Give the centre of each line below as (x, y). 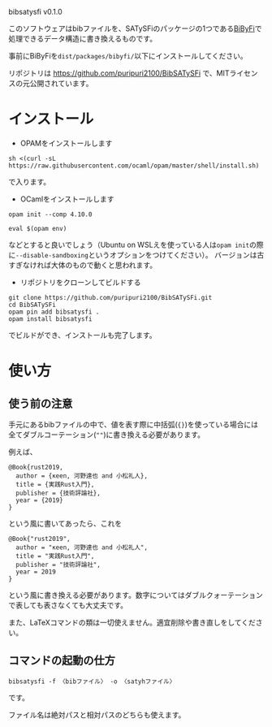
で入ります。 (30, 181)
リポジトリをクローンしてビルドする (80, 282)
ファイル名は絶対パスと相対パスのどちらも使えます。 (97, 715)
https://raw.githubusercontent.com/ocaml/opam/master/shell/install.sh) (134, 166)
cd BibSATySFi (32, 305)
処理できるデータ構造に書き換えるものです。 (82, 39)
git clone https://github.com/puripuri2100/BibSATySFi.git (110, 297)
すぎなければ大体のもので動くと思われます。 (82, 265)
